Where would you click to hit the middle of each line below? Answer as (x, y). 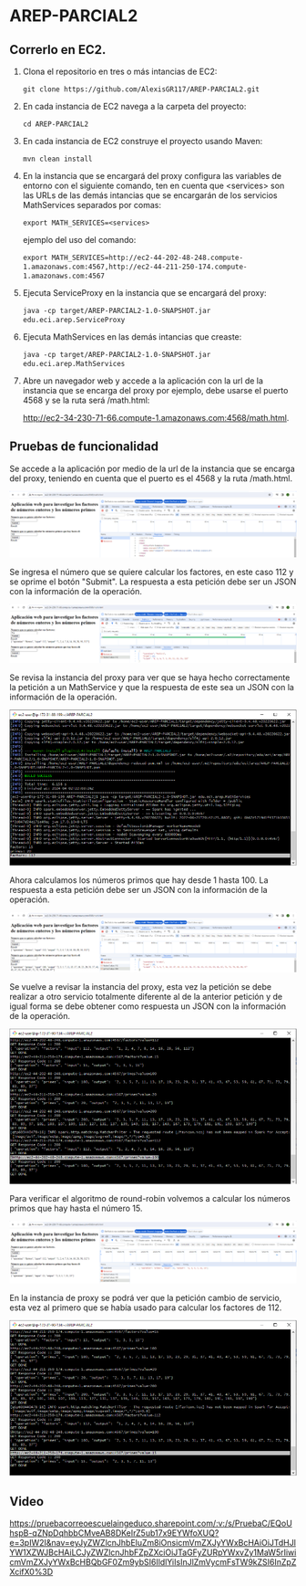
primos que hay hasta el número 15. (76, 1208)
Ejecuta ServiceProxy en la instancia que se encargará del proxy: (144, 293)
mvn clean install (57, 159)
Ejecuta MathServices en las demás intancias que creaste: (132, 337)
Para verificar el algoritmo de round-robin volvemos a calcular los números (150, 1198)
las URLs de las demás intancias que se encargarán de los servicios (150, 195)
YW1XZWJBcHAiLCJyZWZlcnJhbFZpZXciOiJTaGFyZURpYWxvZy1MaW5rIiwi (153, 1552)
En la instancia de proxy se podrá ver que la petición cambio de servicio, (146, 1297)
